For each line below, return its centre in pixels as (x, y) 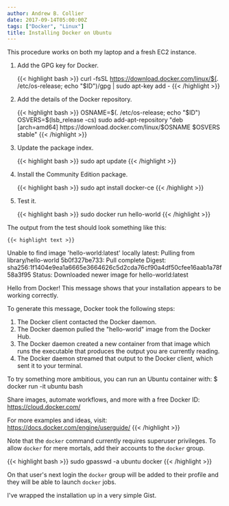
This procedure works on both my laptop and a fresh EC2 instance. (102, 52)
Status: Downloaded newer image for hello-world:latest (110, 275)
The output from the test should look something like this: (87, 228)
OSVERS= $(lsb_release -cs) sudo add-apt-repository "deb (100, 120)
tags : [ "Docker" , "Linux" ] (46, 26)
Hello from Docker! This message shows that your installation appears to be (114, 288)
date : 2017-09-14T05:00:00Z (47, 20)
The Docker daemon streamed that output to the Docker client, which (115, 358)
